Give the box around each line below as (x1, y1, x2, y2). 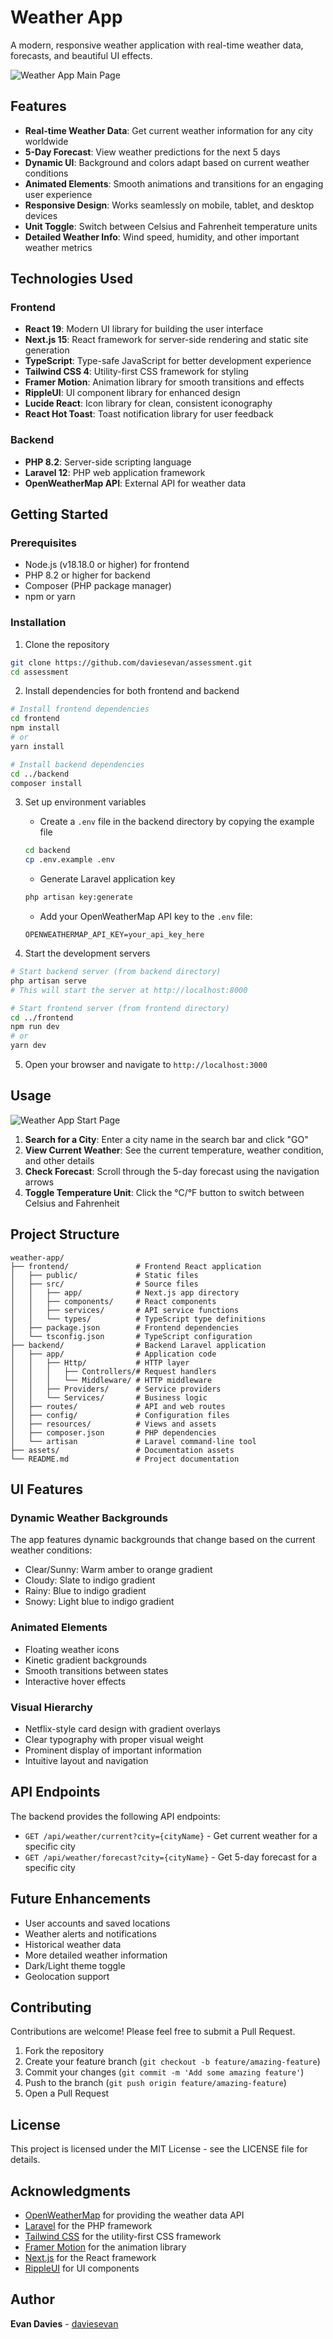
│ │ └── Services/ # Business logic (10, 1392, 208, 1403)
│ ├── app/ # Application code (10, 1349, 217, 1359)
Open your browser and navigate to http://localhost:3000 (24, 1059, 268, 1071)
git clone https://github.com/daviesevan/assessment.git (10, 657, 253, 668)
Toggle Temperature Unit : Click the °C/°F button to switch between (24, 1186, 305, 1198)
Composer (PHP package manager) (24, 580, 172, 592)
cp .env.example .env (24, 855, 115, 865)
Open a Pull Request (24, 2087, 110, 2100)
